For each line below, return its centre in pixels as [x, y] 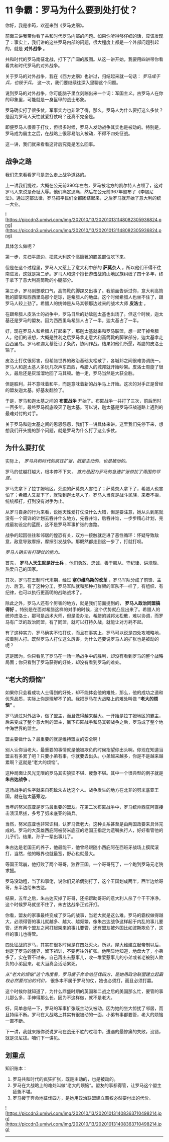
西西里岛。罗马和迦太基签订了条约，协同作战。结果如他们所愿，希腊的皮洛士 [84, 343]
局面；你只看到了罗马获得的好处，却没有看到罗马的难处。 [64, 662]
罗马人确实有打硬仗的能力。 [34, 552]
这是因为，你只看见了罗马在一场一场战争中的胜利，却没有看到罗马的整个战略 [84, 656]
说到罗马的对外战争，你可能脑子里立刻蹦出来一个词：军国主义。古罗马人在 [82, 93]
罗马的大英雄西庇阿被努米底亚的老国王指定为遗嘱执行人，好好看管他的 [91, 830]
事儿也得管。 [27, 934]
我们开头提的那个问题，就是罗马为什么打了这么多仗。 [64, 430]
